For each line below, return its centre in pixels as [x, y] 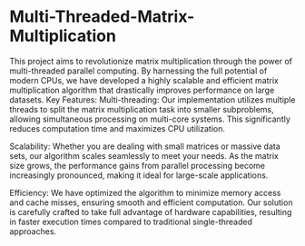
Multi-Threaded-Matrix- [102, 17]
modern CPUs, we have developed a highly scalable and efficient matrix [144, 80]
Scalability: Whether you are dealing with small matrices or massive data [145, 146]
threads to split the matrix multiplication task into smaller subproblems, [142, 109]
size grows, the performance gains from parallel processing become [138, 165]
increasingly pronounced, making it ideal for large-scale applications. [139, 175]
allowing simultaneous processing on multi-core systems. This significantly [150, 119]
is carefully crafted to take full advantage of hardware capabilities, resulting [151, 212]
